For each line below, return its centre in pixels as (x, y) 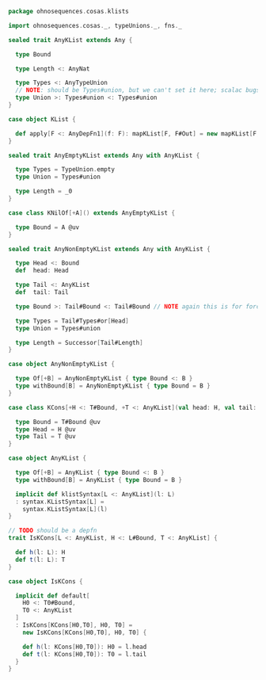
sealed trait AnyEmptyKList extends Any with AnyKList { (104, 155)
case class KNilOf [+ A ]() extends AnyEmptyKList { (92, 213)
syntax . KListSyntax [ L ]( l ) (65, 509)
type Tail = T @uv (46, 437)
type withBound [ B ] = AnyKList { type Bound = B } (99, 479)
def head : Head (42, 271)
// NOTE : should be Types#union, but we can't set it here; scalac (129, 90)
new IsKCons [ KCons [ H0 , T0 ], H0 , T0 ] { (85, 632)
